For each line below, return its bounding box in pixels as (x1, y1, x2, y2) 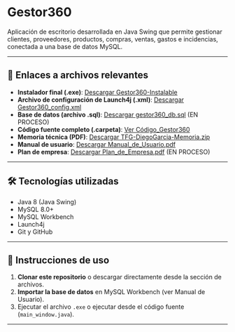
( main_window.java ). (17, 310, 75, 319)
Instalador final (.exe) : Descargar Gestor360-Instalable (17, 88, 178, 96)
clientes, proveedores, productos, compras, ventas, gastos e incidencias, (7, 34, 218, 43)
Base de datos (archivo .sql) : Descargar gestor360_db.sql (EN (17, 110, 199, 119)
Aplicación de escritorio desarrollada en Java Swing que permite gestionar (7, 27, 222, 36)
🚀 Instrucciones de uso (7, 254, 110, 266)
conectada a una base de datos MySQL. (7, 42, 123, 51)
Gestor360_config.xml (17, 102, 82, 111)
